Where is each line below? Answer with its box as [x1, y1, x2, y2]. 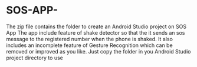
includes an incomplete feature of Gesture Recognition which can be [6, 42, 173, 49]
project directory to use [6, 54, 63, 61]
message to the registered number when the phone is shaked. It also [6, 35, 173, 42]
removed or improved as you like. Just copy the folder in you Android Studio [6, 48, 191, 55]
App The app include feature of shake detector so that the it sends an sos [6, 29, 185, 36]
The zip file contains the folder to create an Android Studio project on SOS [6, 23, 187, 30]
